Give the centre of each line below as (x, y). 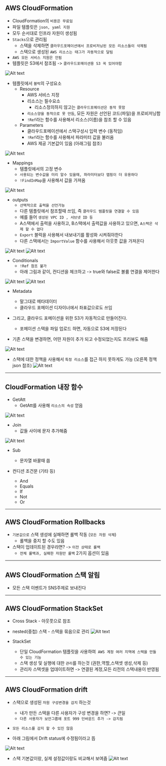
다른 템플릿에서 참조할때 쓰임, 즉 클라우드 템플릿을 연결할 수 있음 (79, 211)
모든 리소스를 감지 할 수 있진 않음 (42, 728)
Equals (26, 486)
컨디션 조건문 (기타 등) (34, 471)
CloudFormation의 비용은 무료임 (42, 21)
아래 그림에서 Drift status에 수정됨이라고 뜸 (54, 738)
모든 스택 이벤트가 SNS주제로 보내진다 (49, 588)
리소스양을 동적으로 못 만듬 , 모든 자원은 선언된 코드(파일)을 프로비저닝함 (94, 113)
